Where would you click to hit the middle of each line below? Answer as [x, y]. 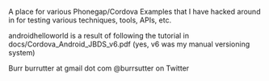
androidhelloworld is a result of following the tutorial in [99, 36]
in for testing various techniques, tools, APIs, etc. [90, 20]
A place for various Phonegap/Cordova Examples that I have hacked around [134, 12]
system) [22, 53]
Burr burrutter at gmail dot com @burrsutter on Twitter [99, 68]
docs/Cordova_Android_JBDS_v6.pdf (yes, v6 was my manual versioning [129, 44]
